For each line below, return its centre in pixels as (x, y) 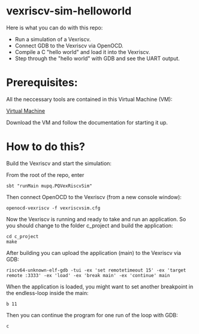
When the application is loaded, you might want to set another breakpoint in (100, 287)
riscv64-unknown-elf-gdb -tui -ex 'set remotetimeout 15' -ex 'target (96, 270)
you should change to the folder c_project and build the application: (90, 225)
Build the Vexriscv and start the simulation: (59, 163)
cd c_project (22, 236)
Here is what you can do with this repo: (55, 28)
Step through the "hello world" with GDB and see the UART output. (97, 58)
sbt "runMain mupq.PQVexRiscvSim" (49, 186)
